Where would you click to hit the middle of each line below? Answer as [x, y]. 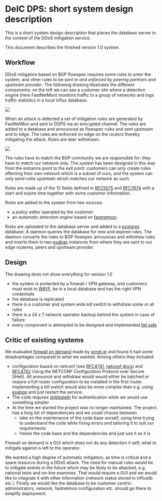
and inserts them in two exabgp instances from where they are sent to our [79, 242]
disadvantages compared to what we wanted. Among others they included [79, 357]
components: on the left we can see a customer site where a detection [75, 90]
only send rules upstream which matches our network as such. [68, 178]
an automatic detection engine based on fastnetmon [64, 217]
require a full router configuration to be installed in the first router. [77, 382]
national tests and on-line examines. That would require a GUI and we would [81, 473]
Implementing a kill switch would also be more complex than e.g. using [82, 387]
